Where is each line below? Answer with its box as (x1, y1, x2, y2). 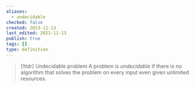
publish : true (6, 36, 41, 41)
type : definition (6, 47, 49, 53)
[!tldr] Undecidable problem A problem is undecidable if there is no (20, 62, 182, 69)
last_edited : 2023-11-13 (6, 30, 67, 36)
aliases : (6, 8, 28, 15)
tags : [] (6, 41, 28, 47)
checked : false (6, 19, 43, 25)
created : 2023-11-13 (6, 25, 57, 31)
